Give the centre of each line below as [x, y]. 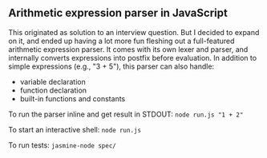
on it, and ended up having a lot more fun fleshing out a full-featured [121, 41]
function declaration [53, 90]
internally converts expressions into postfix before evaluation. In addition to [133, 57]
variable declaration [53, 81]
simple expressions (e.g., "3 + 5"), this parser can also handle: [111, 66]
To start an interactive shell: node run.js [75, 129]
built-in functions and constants [73, 98]
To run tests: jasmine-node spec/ [62, 145]
